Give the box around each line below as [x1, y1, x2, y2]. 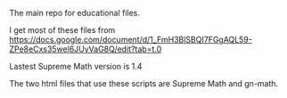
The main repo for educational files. [9, 8, 141, 18]
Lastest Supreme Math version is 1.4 [9, 61, 143, 71]
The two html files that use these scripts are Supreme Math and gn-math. [9, 78, 279, 88]
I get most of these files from [9, 25, 116, 35]
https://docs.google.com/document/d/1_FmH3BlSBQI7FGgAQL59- [9, 35, 252, 45]
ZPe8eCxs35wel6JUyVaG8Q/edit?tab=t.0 [9, 44, 162, 54]
